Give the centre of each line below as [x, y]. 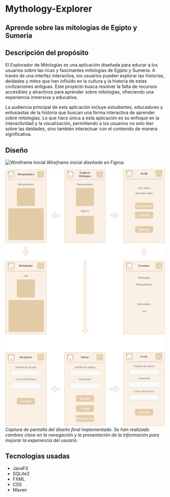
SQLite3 [21, 474]
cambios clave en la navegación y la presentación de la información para [82, 434]
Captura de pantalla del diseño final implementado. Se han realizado [77, 429]
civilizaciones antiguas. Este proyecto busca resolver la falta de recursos [81, 86]
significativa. [18, 134]
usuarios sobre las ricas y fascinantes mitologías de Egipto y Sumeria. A [80, 70]
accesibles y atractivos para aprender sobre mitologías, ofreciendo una [80, 92]
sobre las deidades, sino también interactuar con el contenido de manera [81, 129]
